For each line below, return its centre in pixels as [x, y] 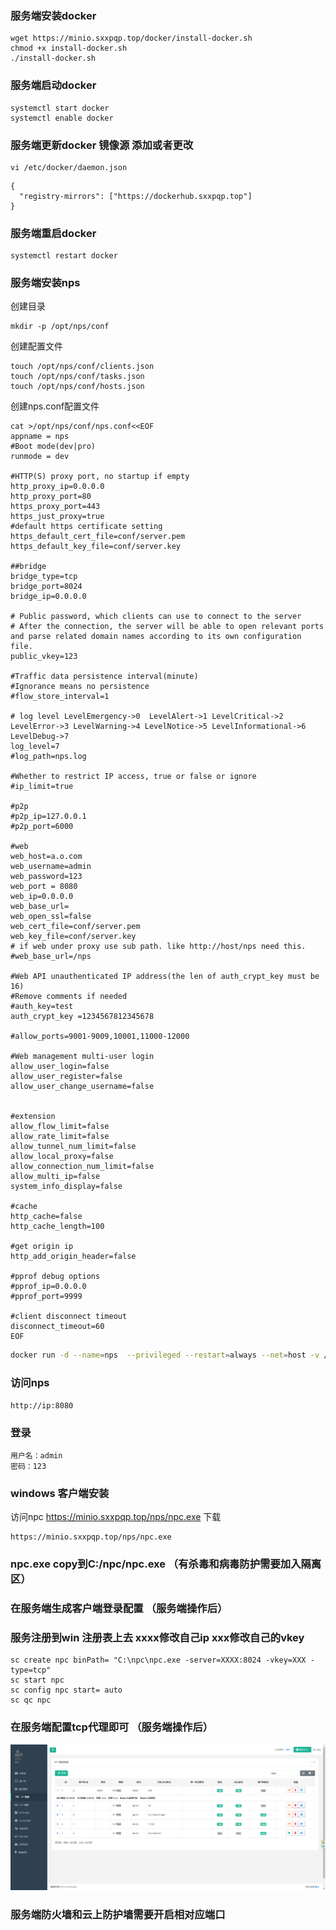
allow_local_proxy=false [62, 1157]
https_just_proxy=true [57, 517]
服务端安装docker [53, 15]
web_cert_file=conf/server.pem [75, 927]
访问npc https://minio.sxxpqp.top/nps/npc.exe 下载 [116, 1517]
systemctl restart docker [64, 256]
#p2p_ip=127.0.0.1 [48, 817]
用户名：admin [36, 1455]
